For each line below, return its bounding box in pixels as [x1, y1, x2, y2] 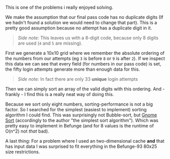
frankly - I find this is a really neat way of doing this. [5, 91, 115, 97]
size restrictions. [5, 149, 40, 154]
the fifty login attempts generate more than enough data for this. [5, 66, 140, 72]
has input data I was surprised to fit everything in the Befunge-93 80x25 [5, 143, 157, 149]
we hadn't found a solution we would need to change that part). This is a [5, 20, 157, 25]
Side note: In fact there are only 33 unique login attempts [17, 76, 138, 82]
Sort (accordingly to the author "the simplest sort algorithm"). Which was [5, 117, 159, 123]
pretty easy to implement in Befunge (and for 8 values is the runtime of [5, 123, 154, 129]
